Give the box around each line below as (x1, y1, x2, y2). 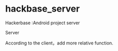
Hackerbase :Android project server (5, 20, 80, 26)
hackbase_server (5, 3, 80, 15)
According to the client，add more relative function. (5, 40, 113, 46)
